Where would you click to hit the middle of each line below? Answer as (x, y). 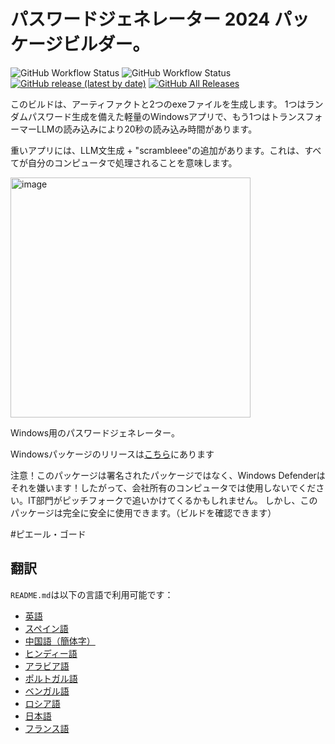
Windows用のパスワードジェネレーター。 (95, 432)
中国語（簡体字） (60, 641)
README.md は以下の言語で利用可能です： (92, 594)
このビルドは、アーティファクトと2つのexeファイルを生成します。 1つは (158, 104)
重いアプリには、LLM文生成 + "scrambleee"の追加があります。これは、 (157, 150)
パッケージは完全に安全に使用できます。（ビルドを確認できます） (143, 512)
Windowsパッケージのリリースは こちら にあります (112, 454)
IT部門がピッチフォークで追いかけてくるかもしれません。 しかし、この (172, 500)
